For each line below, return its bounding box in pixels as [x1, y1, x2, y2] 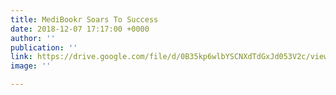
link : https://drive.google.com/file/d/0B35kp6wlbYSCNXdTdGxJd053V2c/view [10, 52, 329, 62]
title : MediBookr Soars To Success [10, 14, 159, 25]
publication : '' [10, 42, 78, 53]
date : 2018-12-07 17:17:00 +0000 [10, 24, 150, 34]
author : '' [10, 33, 56, 43]
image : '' [10, 61, 52, 71]
